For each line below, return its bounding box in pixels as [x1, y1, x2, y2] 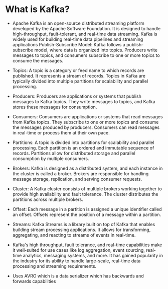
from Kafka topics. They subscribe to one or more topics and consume [12, 119, 159, 125]
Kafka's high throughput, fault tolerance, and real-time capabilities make [12, 242, 162, 248]
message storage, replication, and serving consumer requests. [12, 176, 142, 182]
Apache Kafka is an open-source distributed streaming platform [12, 20, 144, 26]
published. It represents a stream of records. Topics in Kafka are [12, 73, 145, 79]
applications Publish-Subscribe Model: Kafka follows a [12, 41, 125, 47]
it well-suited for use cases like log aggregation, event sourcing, [12, 247, 145, 253]
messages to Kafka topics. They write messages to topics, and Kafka [12, 98, 155, 104]
